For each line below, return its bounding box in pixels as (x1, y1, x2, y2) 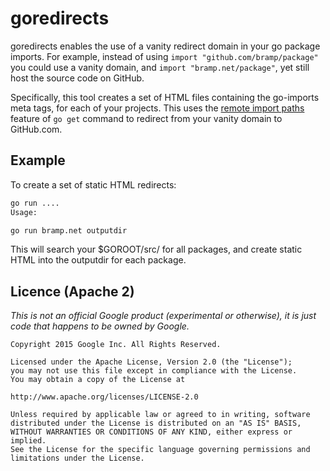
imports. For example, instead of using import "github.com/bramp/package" (10, 50, 319, 62)
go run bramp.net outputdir (10, 225, 128, 236)
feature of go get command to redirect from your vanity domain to (10, 112, 283, 124)
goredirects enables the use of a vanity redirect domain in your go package (10, 40, 321, 52)
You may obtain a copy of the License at (10, 375, 186, 385)
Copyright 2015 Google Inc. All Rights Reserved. (10, 340, 222, 350)
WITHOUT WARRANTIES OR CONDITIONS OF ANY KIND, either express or (10, 427, 293, 437)
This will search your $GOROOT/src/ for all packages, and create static (10, 243, 303, 256)
